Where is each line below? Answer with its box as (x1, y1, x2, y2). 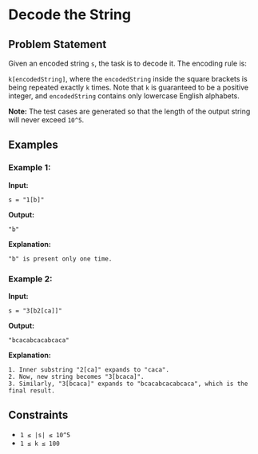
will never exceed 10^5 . (8, 115, 85, 125)
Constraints (8, 408, 69, 422)
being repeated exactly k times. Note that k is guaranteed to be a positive (8, 82, 249, 92)
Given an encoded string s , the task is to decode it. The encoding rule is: (8, 58, 248, 68)
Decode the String (8, 6, 132, 24)
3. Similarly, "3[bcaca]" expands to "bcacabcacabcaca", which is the (8, 380, 248, 388)
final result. (8, 386, 56, 395)
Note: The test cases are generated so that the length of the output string (8, 106, 251, 116)
